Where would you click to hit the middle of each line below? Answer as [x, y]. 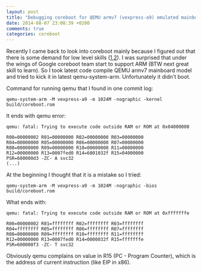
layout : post [23, 12]
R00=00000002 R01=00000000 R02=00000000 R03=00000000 [75, 138]
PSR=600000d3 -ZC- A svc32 [40, 159]
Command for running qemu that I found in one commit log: [80, 88]
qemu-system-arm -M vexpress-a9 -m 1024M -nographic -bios [82, 186]
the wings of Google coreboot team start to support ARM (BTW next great [98, 64]
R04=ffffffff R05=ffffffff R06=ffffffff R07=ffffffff [75, 229]
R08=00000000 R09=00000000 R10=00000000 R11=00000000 [75, 148]
